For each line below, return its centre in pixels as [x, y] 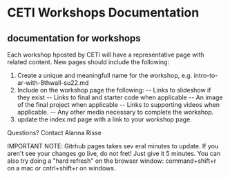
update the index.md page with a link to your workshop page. [104, 119]
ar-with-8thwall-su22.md [53, 83]
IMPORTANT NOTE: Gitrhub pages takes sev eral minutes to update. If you [113, 146]
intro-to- [206, 75]
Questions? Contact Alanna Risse [55, 133]
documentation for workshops [74, 38]
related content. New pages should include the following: [88, 62]
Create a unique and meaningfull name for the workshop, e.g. [105, 75]
